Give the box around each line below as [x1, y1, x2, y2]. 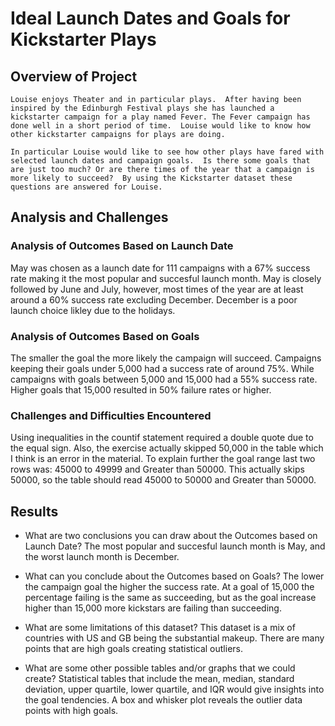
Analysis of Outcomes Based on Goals [10, 329, 200, 343]
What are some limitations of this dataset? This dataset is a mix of [24, 622, 296, 634]
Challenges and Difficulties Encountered [10, 408, 212, 422]
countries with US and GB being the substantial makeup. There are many [24, 632, 325, 644]
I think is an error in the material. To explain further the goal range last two [10, 453, 316, 465]
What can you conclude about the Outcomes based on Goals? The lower [24, 570, 325, 582]
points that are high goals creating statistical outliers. [24, 643, 244, 655]
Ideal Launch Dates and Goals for [10, 7, 291, 30]
